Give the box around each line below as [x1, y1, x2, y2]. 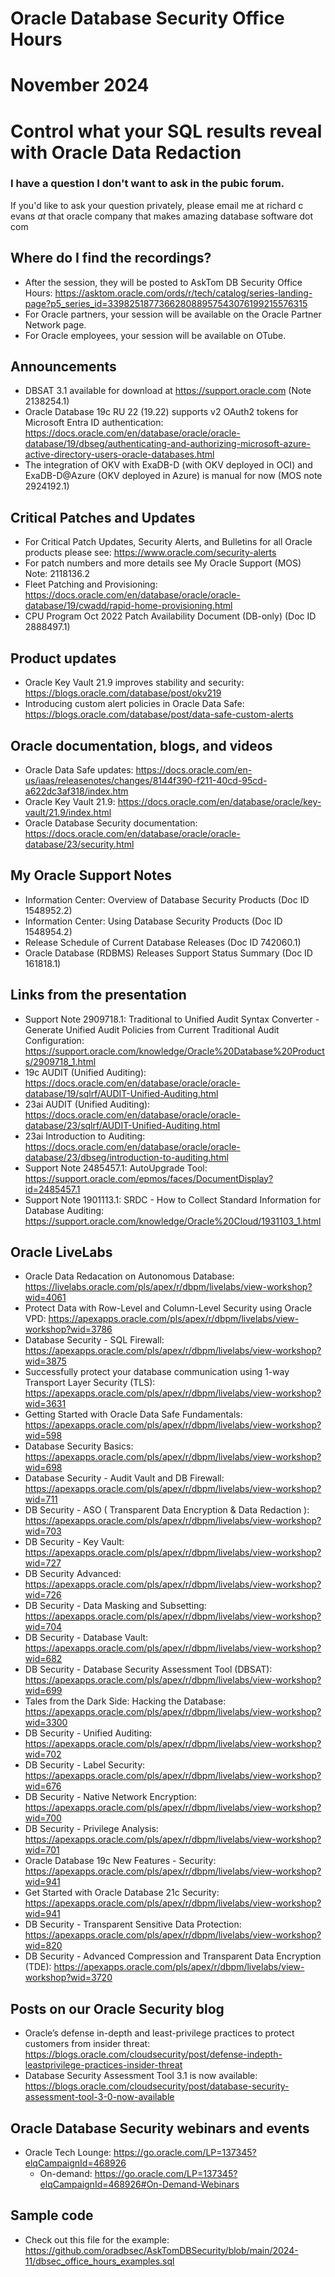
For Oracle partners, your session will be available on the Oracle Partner [24, 308, 322, 320]
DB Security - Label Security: [24, 1759, 146, 1771]
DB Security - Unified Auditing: [24, 1727, 153, 1739]
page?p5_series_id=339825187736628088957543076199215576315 [24, 297, 308, 309]
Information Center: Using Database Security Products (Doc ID [24, 915, 283, 927]
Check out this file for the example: [24, 2233, 170, 2246]
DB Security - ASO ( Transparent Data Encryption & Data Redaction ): [24, 1504, 310, 1516]
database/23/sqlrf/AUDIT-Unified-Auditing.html [24, 1119, 221, 1131]
